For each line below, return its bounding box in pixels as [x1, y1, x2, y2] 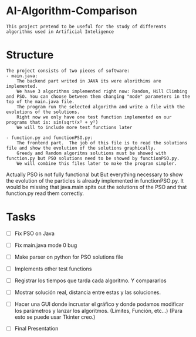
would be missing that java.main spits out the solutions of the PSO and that [6, 183, 187, 190]
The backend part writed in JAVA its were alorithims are [16, 78, 161, 84]
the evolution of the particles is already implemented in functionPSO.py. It [6, 177, 184, 184]
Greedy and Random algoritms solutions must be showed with [16, 150, 167, 156]
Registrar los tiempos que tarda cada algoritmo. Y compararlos [14, 277, 167, 284]
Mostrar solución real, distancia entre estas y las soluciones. [14, 289, 161, 296]
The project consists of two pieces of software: [6, 68, 130, 74]
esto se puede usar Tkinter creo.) [14, 313, 96, 321]
